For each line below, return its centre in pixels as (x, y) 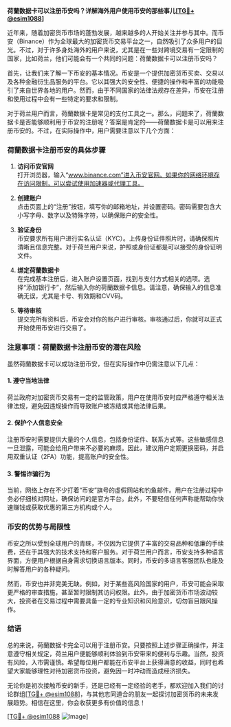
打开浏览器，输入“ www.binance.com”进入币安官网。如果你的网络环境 (115, 175)
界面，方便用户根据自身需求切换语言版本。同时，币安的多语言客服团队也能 (112, 560)
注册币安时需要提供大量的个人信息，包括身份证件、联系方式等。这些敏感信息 (115, 439)
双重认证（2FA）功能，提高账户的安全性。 (73, 457)
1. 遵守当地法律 (28, 381)
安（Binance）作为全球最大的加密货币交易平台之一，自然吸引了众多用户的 (112, 41)
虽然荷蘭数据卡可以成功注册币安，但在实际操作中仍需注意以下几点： (103, 363)
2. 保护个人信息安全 (35, 423)
